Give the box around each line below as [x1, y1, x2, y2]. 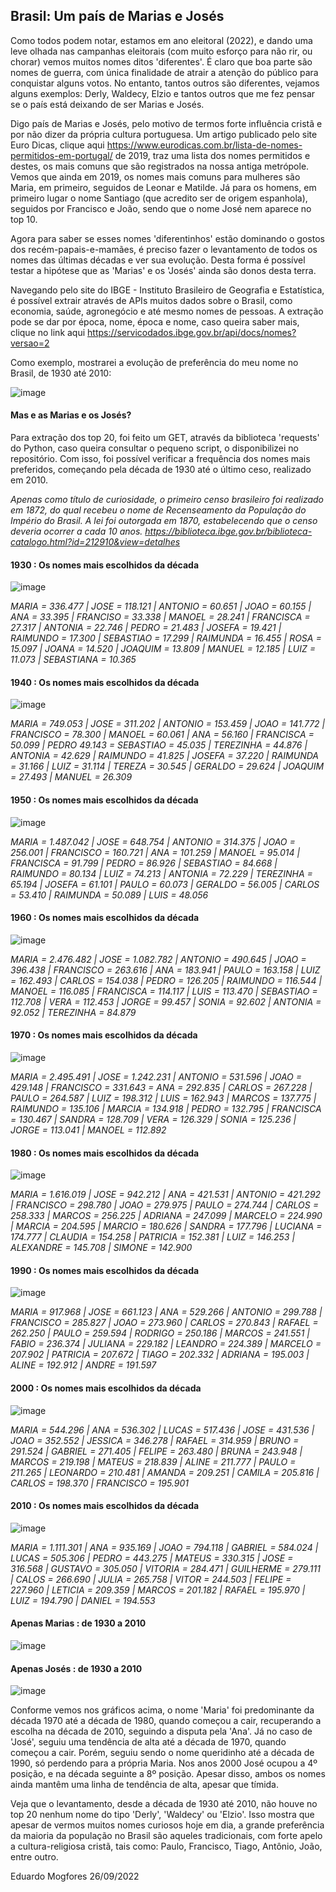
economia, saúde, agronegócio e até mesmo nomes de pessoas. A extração [10, 305, 324, 317]
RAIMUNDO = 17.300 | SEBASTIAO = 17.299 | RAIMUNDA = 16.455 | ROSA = [10, 632, 322, 644]
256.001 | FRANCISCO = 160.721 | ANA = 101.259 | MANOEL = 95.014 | [10, 846, 301, 858]
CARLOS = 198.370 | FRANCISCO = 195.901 [10, 1477, 189, 1489]
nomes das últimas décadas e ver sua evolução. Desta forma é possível [10, 254, 306, 266]
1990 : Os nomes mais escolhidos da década [10, 1264, 200, 1276]
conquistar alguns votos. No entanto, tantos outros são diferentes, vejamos [10, 77, 320, 89]
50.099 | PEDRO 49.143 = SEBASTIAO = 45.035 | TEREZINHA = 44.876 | [10, 739, 308, 751]
